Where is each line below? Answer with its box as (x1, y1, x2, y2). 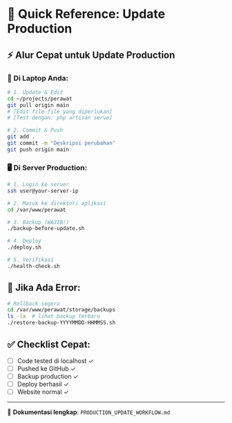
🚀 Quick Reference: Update (7, 6, 166, 22)
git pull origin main (7, 101, 70, 109)
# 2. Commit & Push (7, 127, 64, 134)
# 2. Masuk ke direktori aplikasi (7, 200, 107, 207)
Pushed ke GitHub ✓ (17, 364, 76, 373)
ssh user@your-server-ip (7, 187, 79, 194)
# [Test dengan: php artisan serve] (7, 114, 113, 121)
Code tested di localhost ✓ (17, 356, 95, 364)
